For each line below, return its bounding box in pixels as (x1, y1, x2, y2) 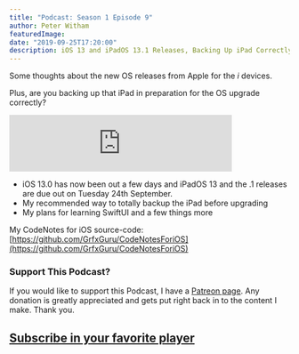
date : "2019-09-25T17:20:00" (9, 37, 117, 47)
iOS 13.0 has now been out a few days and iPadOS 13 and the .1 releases (21, 179, 287, 189)
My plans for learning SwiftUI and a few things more (21, 207, 214, 218)
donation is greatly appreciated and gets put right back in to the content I (9, 295, 278, 306)
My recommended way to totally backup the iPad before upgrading (21, 197, 269, 209)
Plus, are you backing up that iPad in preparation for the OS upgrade (9, 88, 261, 99)
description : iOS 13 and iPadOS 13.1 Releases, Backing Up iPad (9, 46, 253, 55)
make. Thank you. (9, 304, 75, 316)
